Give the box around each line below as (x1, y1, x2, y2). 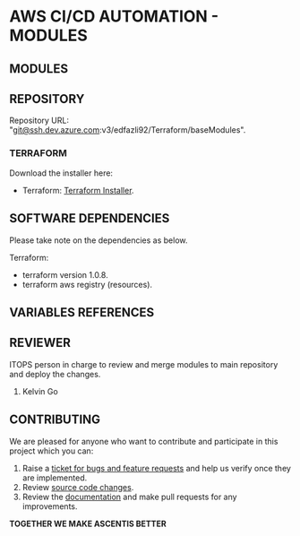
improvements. (21, 500, 78, 512)
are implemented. (21, 472, 88, 483)
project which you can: (9, 445, 94, 456)
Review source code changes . (21, 481, 134, 492)
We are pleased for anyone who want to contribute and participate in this (9, 436, 279, 446)
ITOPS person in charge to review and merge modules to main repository (9, 359, 279, 369)
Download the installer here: (9, 168, 114, 178)
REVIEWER (9, 335, 72, 350)
